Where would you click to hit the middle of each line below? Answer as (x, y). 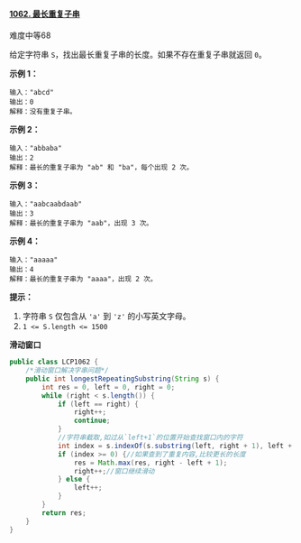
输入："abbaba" (36, 149)
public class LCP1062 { (54, 362)
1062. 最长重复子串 (45, 14)
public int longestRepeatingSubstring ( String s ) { (123, 379)
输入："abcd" (32, 93)
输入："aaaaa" (34, 260)
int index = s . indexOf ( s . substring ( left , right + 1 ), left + (175, 446)
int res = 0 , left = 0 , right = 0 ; (109, 387)
